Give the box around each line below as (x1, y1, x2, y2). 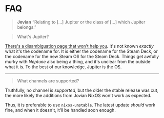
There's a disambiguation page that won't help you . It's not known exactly (5, 43, 154, 49)
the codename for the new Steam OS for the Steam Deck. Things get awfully (5, 53, 159, 59)
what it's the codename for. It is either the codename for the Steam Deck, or (5, 48, 158, 54)
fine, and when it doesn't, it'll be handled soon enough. (5, 107, 116, 113)
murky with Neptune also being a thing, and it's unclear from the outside (5, 59, 151, 64)
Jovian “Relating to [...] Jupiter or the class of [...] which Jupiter (17, 19, 145, 25)
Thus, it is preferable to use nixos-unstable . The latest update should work (5, 102, 156, 108)
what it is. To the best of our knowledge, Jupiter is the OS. (5, 64, 122, 70)
